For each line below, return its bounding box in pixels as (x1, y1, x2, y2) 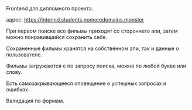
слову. (6, 69, 22, 75)
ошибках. (6, 86, 30, 93)
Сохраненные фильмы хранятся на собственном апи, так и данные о (6, 45, 180, 52)
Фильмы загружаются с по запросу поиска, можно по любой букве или (6, 62, 186, 69)
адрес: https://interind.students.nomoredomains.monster (6, 16, 145, 23)
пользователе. (6, 51, 43, 58)
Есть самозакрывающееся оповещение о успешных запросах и (6, 80, 167, 87)
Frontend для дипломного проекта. (6, 5, 94, 12)
